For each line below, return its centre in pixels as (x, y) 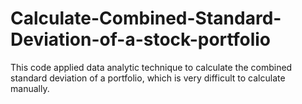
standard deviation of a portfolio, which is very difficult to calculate (148, 78)
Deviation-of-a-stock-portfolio (140, 39)
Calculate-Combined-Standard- (146, 18)
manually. (30, 88)
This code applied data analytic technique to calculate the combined (151, 67)
